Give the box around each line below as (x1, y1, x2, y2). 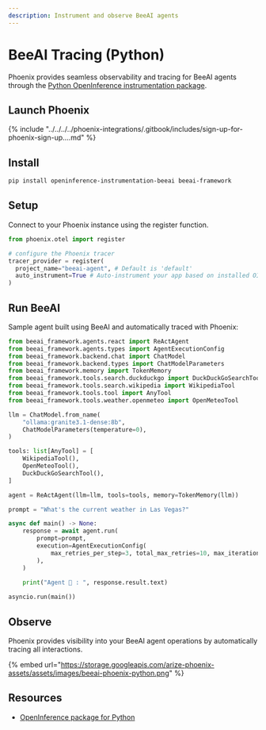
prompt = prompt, (36, 535, 87, 543)
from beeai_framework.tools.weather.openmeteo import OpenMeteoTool (8, 396, 239, 405)
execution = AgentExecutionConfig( (36, 542, 147, 550)
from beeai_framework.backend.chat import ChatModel (8, 352, 186, 360)
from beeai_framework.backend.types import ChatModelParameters (8, 359, 225, 367)
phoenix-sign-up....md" (8, 133, 85, 143)
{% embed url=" (8, 660, 62, 669)
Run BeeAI (8, 301, 61, 314)
